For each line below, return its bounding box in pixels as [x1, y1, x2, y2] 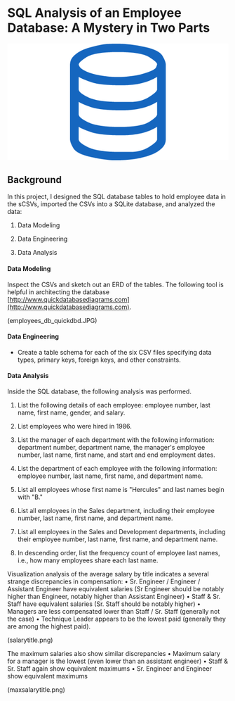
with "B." [17, 493, 43, 501]
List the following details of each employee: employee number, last [17, 400, 210, 409]
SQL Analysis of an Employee [7, 5, 182, 21]
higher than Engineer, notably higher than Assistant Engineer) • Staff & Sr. [7, 592, 221, 600]
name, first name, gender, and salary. [17, 408, 126, 417]
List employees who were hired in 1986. [17, 422, 132, 430]
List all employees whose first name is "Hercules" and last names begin [17, 485, 224, 493]
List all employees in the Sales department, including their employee [17, 506, 215, 514]
